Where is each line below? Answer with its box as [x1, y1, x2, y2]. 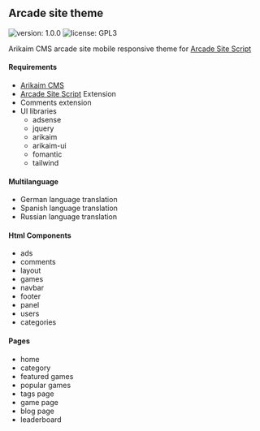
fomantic [32, 149, 63, 159]
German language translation [19, 195, 118, 205]
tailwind [32, 158, 59, 168]
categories [19, 317, 57, 327]
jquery [32, 123, 54, 133]
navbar [19, 283, 45, 293]
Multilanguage [8, 176, 59, 186]
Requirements [8, 62, 58, 72]
